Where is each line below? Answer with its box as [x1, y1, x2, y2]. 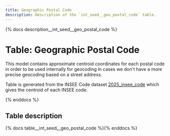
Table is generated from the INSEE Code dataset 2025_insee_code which [5, 81, 159, 88]
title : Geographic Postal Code [5, 7, 72, 13]
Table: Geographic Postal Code [5, 44, 140, 56]
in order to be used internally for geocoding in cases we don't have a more [5, 66, 162, 72]
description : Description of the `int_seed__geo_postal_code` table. [5, 12, 157, 17]
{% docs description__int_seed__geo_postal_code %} [5, 26, 117, 32]
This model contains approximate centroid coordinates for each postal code [5, 61, 165, 67]
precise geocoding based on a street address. [5, 72, 102, 78]
